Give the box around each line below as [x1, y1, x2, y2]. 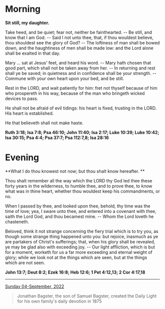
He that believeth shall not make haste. [5, 120, 83, 126]
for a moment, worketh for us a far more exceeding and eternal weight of [5, 249, 153, 255]
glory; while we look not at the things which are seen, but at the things [5, 254, 147, 260]
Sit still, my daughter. [5, 20, 50, 26]
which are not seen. [5, 260, 45, 266]
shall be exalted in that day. [5, 50, 60, 56]
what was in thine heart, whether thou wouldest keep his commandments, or [5, 188, 160, 194]
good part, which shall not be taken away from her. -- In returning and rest [5, 65, 156, 71]
